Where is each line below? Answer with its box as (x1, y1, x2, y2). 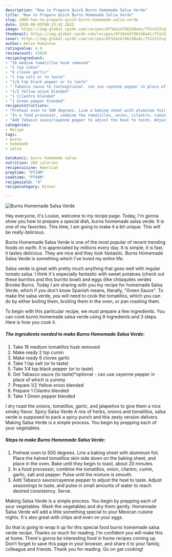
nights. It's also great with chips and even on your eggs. (5, 514, 124, 520)
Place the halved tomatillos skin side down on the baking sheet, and (12, 455, 156, 461)
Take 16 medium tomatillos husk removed (12, 344, 100, 350)
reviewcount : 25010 (5, 50, 47, 56)
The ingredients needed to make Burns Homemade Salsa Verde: (5, 331, 145, 337)
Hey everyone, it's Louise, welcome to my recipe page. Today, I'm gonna (5, 213, 159, 219)
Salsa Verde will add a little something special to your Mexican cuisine (5, 509, 153, 515)
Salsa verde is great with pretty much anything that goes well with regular (5, 265, 161, 272)
